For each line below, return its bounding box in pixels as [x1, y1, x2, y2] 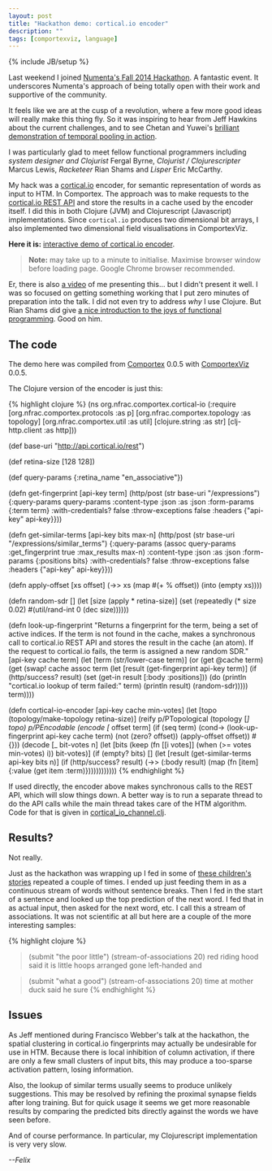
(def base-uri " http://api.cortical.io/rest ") [8, 441, 145, 451]
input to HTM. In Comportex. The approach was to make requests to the [8, 189, 249, 199]
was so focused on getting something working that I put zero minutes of [8, 288, 249, 298]
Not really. [8, 852, 43, 862]
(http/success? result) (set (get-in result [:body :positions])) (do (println [8, 673, 247, 682]
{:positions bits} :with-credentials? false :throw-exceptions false [35, 556, 250, 566]
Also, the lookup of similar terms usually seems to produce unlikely [8, 1080, 233, 1090]
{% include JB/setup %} [8, 57, 89, 67]
